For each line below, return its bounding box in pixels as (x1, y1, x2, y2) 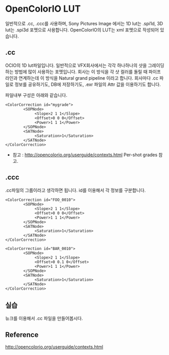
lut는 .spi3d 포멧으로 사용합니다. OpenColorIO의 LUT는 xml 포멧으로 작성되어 (5, 26, 159, 33)
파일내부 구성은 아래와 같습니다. (5, 92, 68, 98)
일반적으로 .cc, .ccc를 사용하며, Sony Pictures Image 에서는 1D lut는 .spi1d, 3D (5, 20, 163, 26)
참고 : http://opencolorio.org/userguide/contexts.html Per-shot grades (12, 152, 158, 158)
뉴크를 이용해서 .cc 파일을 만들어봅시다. (5, 315, 83, 322)
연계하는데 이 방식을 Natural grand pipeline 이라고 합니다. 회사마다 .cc (18, 75, 159, 81)
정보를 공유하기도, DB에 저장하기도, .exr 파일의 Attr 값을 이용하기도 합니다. (14, 81, 161, 87)
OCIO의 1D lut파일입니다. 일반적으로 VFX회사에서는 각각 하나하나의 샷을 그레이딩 (5, 62, 164, 68)
